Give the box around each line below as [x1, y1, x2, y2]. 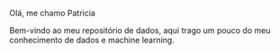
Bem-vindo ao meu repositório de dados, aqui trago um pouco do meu [9, 25, 271, 35]
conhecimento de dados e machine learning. [9, 35, 175, 45]
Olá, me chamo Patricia [9, 8, 96, 18]
